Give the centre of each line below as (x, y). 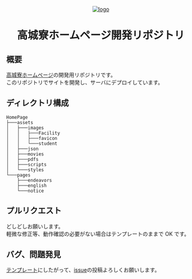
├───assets (20, 122)
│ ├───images (25, 128)
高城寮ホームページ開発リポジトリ (101, 35)
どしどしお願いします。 (35, 226)
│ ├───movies (25, 154)
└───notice (31, 191)
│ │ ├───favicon (32, 138)
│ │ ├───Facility (33, 133)
